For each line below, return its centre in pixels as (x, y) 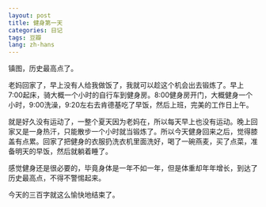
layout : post (30, 15)
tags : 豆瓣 (25, 38)
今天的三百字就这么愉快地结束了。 (64, 195)
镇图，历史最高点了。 (43, 69)
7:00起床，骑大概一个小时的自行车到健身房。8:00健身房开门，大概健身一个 (131, 95)
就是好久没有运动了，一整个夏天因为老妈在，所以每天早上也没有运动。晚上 (129, 122)
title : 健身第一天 (36, 23)
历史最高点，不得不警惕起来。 (57, 178)
